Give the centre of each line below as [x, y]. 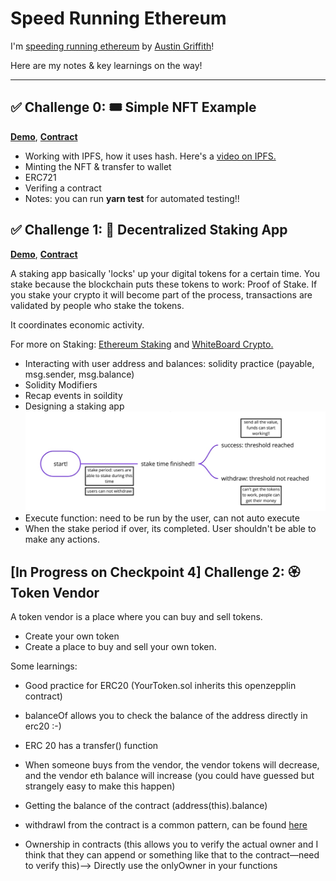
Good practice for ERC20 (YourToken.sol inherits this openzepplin [160, 686]
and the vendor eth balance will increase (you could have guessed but [169, 776]
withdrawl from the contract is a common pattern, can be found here [166, 825]
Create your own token [72, 636]
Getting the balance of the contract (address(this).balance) [146, 806]
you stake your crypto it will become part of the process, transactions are [161, 294]
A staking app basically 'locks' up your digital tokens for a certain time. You [165, 273]
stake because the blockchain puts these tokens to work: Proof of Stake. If [164, 284]
